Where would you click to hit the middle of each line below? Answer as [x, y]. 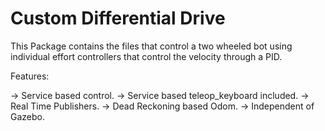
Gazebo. [27, 116]
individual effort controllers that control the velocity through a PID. [146, 56]
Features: [30, 76]
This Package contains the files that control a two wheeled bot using [151, 46]
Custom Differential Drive [118, 18]
